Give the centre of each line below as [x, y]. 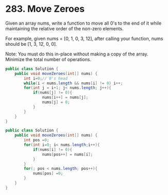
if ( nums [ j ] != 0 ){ [52, 93]
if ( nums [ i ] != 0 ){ [52, 149]
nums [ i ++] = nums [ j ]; [65, 98]
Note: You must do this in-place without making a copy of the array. [77, 54]
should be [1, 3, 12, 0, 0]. [31, 44]
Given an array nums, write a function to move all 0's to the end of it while [83, 23]
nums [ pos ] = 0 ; [48, 173]
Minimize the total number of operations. [48, 59]
